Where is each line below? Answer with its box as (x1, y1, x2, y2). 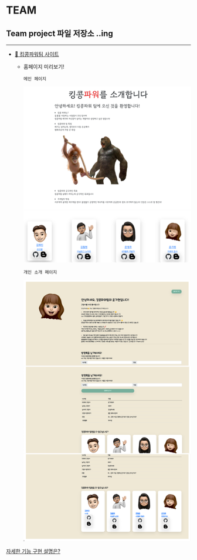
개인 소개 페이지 (23, 269, 57, 275)
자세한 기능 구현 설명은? (6, 548, 60, 555)
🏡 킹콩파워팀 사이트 (14, 51, 59, 58)
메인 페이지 (23, 76, 47, 82)
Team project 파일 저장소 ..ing (6, 28, 113, 38)
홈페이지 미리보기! (23, 63, 64, 70)
